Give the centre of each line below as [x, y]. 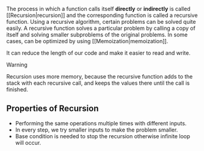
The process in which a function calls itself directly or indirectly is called [98, 9]
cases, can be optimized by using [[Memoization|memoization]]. [87, 41]
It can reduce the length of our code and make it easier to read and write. [98, 53]
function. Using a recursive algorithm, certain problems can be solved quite [101, 22]
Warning [17, 65]
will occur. [28, 142]
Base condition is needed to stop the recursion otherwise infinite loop [103, 136]
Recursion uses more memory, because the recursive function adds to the [100, 76]
